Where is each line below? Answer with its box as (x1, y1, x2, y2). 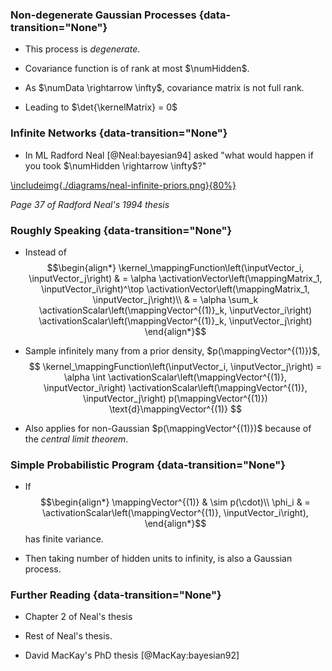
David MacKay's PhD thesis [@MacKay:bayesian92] (24, 649, 240, 662)
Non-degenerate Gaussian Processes (10, 8, 197, 22)
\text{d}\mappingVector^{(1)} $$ (108, 403, 242, 415)
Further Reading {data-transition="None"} (10, 588, 222, 602)
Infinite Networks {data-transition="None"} (10, 126, 228, 140)
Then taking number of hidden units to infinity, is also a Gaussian (24, 553, 293, 565)
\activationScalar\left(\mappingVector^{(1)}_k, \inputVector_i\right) (38, 304, 313, 316)
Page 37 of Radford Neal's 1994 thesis (10, 198, 170, 210)
